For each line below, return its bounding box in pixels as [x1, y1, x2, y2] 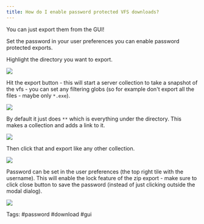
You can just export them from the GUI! [6, 26, 105, 33]
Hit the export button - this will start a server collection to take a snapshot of [6, 79, 198, 86]
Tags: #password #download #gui [6, 211, 92, 218]
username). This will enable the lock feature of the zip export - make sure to [6, 174, 197, 181]
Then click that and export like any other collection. [6, 144, 135, 152]
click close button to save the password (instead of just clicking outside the [6, 181, 195, 188]
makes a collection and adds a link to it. [6, 121, 105, 128]
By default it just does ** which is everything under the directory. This [6, 115, 181, 122]
